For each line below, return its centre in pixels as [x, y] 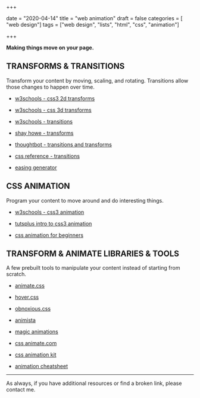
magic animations [36, 332]
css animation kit [35, 355]
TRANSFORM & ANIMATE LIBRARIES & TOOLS [93, 254]
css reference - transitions [47, 156]
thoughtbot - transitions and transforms [63, 144]
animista [25, 320]
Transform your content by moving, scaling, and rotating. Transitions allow [97, 80]
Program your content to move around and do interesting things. [85, 200]
